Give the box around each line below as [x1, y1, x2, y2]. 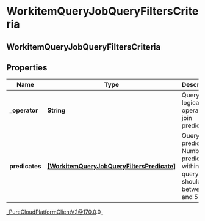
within [182, 162, 200, 171]
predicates [9, 162, 41, 171]
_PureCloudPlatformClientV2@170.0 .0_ [6, 208, 104, 215]
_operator [9, 106, 38, 114]
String [47, 106, 66, 114]
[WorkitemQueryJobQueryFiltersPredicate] [47, 162, 176, 171]
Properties [6, 62, 48, 73]
